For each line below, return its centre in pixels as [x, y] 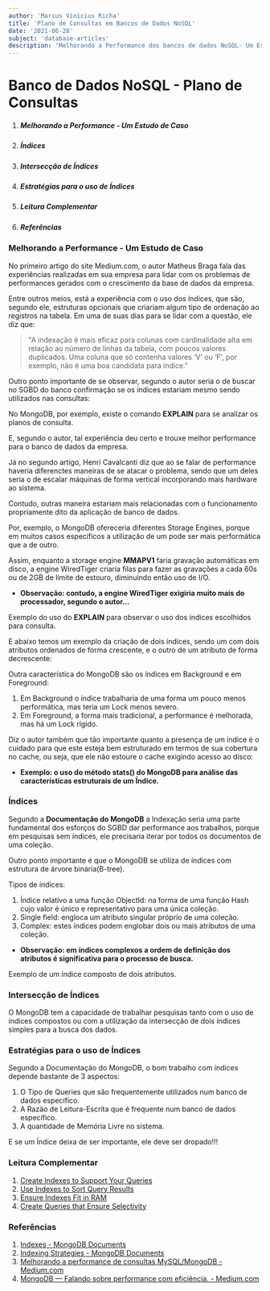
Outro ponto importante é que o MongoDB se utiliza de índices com [120, 860]
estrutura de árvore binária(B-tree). [67, 869]
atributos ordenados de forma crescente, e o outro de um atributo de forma [133, 650]
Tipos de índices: [37, 884]
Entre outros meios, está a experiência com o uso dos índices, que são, [127, 298]
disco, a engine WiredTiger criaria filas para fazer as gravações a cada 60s [133, 569]
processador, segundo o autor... [75, 602]
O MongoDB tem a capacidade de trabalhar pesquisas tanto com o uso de [131, 1012]
